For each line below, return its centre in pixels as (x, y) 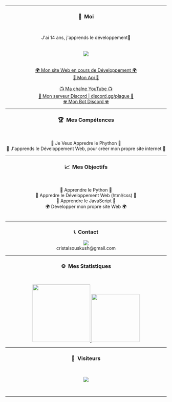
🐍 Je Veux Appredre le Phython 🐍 (86, 143)
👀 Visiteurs (86, 358)
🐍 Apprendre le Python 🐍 (86, 189)
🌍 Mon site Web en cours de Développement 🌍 (86, 70)
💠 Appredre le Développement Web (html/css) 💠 (86, 195)
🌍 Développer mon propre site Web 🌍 (86, 206)
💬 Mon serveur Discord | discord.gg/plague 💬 (86, 96)
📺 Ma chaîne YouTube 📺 (86, 89)
